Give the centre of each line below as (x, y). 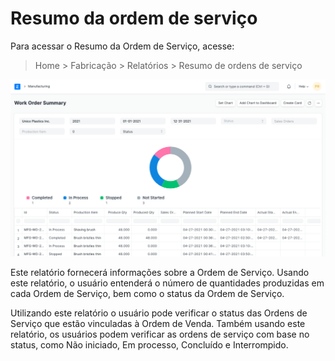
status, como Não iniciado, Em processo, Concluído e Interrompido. (149, 344)
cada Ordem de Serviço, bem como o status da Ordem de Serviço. (147, 293)
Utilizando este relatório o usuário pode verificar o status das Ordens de (159, 313)
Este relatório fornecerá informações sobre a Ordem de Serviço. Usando (160, 272)
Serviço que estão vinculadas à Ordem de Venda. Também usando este (158, 323)
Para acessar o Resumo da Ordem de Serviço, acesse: (122, 46)
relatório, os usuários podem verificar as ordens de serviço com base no (160, 334)
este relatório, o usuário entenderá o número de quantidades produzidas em (167, 283)
